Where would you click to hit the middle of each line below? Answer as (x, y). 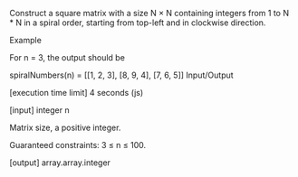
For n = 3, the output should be (67, 57)
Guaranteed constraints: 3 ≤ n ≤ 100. (78, 145)
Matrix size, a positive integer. (65, 127)
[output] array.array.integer (60, 163)
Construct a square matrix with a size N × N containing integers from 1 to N (149, 13)
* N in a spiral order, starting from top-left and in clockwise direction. (138, 23)
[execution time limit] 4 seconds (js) (77, 93)
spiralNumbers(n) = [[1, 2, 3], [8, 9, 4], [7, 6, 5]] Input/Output (121, 75)
